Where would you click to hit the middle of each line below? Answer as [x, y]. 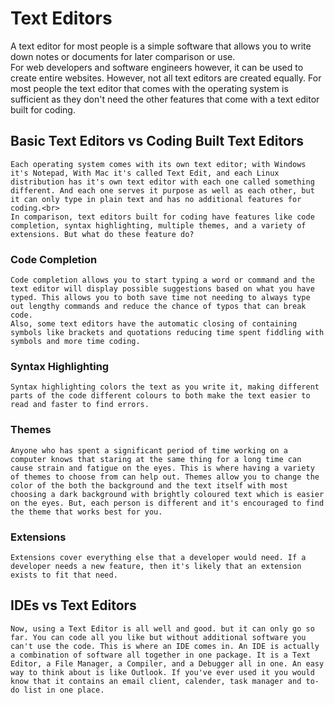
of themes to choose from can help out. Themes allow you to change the [165, 477]
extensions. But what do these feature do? [102, 234]
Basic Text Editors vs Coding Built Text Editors [157, 141]
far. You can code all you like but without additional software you [158, 637]
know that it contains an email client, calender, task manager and [156, 681]
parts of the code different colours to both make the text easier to [160, 396]
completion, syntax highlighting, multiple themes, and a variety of [158, 225]
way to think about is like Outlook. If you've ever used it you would [162, 672]
